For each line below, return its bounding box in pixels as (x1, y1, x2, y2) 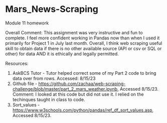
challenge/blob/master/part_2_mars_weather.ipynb (12, 86, 118, 92)
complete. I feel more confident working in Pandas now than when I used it (5, 35, 160, 41)
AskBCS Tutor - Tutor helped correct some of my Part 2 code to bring (12, 70, 156, 76)
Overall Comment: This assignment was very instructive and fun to (5, 29, 143, 35)
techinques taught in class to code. (12, 96, 85, 103)
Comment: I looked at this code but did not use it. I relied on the (12, 91, 144, 97)
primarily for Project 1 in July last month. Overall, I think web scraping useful (5, 40, 162, 46)
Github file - (12, 81, 38, 87)
